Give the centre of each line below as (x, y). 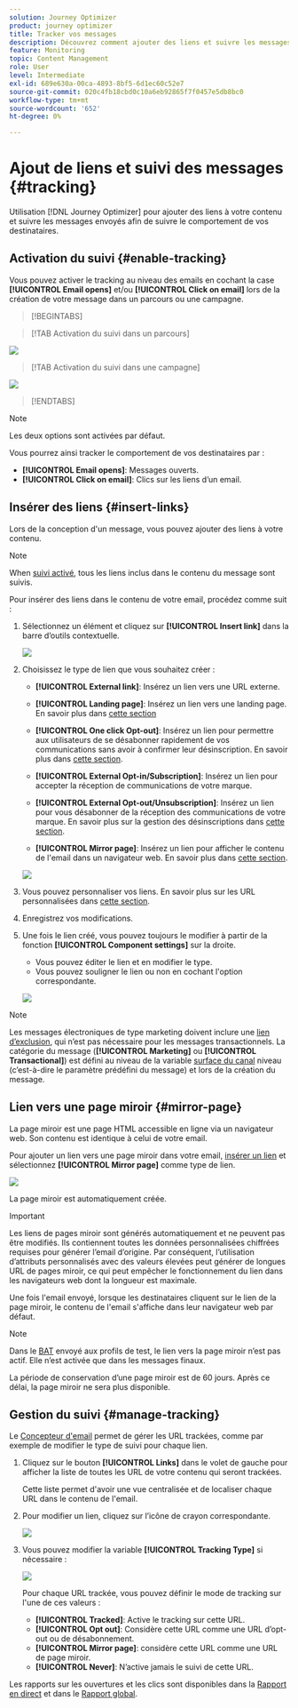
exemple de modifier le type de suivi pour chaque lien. (109, 1446)
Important (27, 1216)
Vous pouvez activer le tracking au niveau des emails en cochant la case (142, 280)
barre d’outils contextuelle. (71, 635)
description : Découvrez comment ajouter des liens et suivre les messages (150, 42)
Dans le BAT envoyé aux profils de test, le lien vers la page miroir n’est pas (145, 1351)
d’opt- (276, 1629)
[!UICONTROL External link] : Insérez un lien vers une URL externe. (158, 686)
